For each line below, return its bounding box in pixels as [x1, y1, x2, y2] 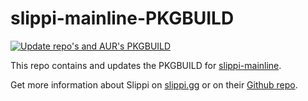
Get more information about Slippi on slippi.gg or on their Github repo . [10, 78, 298, 91]
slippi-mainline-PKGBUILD [10, 7, 235, 30]
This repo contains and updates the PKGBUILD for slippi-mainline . [10, 59, 282, 71]
